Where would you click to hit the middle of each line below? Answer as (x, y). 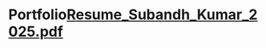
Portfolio (38, 15)
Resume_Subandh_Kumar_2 (162, 15)
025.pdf (36, 32)
